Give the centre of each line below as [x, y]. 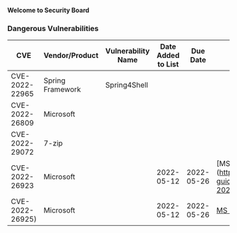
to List [168, 64]
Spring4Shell [127, 85]
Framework [62, 90]
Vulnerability [128, 51]
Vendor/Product [71, 56]
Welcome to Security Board [48, 10]
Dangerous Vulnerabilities [53, 28]
